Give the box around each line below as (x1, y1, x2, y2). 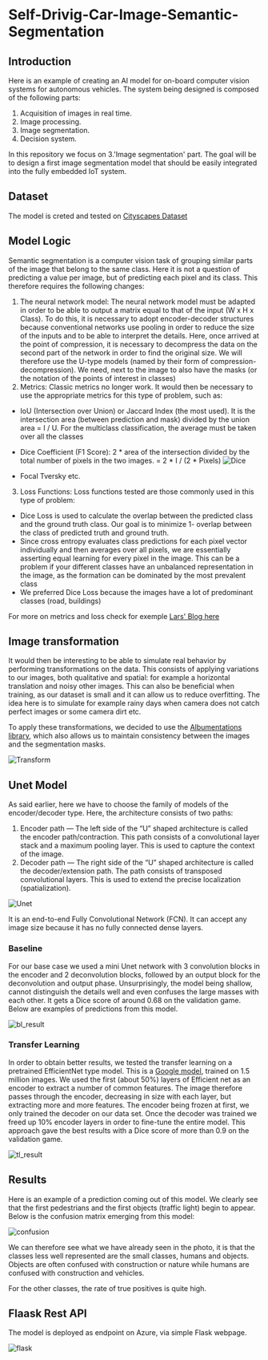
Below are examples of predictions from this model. (8, 1004, 178, 1014)
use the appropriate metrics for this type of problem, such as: (19, 391, 223, 400)
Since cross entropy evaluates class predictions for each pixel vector (19, 536, 248, 546)
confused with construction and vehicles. (8, 1268, 145, 1277)
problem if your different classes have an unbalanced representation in (19, 561, 254, 571)
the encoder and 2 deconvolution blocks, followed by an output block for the (8, 969, 261, 979)
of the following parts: (8, 93, 82, 102)
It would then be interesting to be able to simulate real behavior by (8, 656, 226, 666)
